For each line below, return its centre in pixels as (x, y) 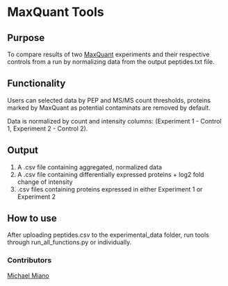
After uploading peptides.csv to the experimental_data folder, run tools (108, 235)
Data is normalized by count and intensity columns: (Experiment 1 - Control (114, 121)
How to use (32, 218)
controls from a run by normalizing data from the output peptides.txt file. (111, 62)
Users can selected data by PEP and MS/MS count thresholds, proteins (109, 100)
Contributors (30, 260)
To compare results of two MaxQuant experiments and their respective (108, 54)
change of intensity (45, 182)
